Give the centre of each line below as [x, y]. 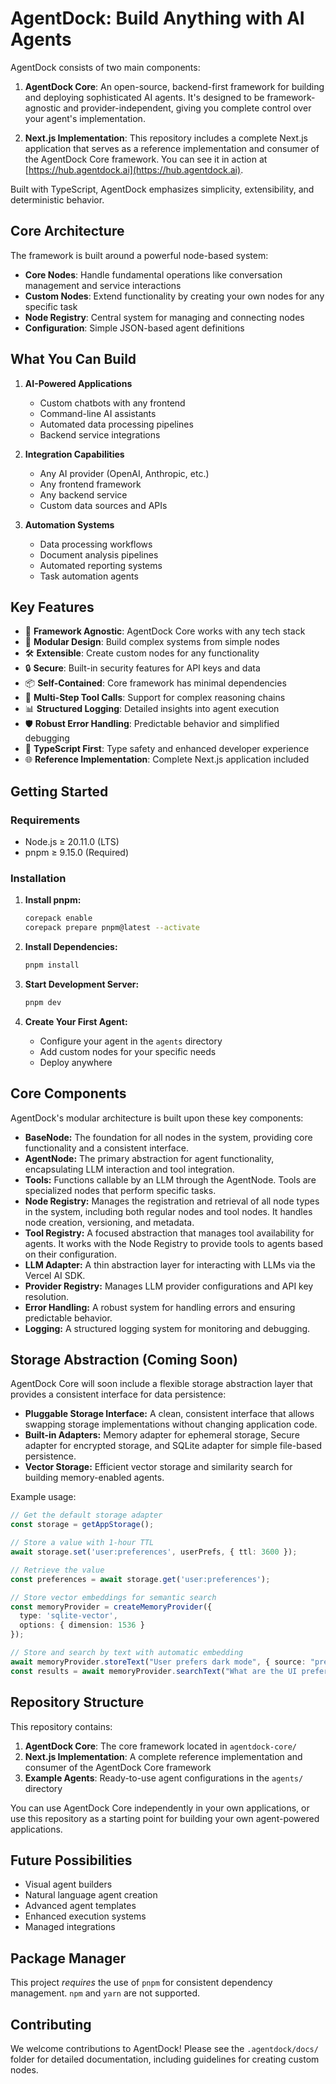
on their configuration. [70, 1254]
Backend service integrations [100, 434]
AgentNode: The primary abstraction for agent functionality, [149, 1158]
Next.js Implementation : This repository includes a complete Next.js [166, 138]
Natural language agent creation [91, 1895]
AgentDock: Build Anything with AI [157, 18]
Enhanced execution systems [85, 1916]
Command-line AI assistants [98, 413]
